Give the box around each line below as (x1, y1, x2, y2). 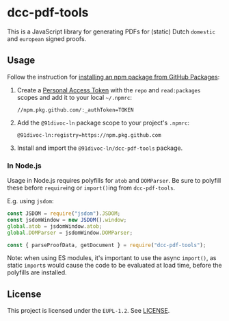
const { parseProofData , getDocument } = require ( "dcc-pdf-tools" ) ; (7, 242, 206, 248)
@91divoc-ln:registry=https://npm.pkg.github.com (16, 131, 162, 138)
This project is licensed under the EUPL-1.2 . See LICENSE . (7, 307, 170, 315)
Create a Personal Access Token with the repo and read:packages (16, 86, 201, 94)
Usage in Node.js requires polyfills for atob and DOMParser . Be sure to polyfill (7, 177, 221, 185)
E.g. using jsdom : (7, 197, 54, 205)
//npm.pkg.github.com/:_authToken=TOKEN (16, 106, 134, 114)
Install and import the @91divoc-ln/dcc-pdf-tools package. (16, 144, 183, 152)
